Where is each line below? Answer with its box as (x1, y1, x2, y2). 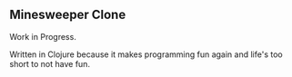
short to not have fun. (9, 58, 91, 69)
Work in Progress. (9, 31, 77, 42)
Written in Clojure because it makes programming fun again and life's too (9, 49, 284, 60)
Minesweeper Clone (9, 7, 126, 23)
